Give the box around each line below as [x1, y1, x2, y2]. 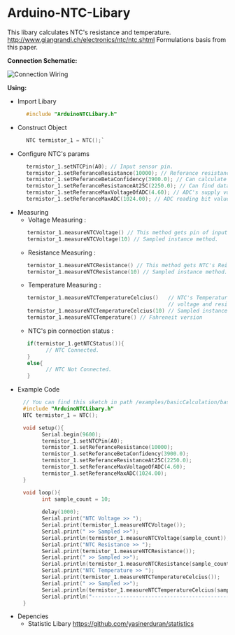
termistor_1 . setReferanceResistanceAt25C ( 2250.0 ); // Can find [25, 183, 215, 190]
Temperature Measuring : [27, 281, 101, 290]
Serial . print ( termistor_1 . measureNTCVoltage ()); [41, 522, 187, 529]
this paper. [7, 43, 38, 51]
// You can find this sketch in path [22, 399, 133, 406]
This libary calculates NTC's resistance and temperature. [7, 28, 171, 36]
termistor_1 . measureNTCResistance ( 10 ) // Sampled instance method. [27, 268, 228, 276]
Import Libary [17, 97, 57, 106]
